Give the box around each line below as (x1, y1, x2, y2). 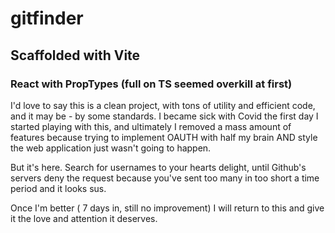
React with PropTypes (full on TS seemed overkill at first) (10, 77, 293, 91)
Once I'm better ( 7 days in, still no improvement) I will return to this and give (10, 202, 325, 214)
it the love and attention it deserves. (10, 212, 158, 224)
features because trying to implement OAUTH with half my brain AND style (10, 131, 318, 143)
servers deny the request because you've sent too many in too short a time (10, 172, 320, 184)
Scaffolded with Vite (10, 47, 141, 64)
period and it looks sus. (10, 182, 107, 194)
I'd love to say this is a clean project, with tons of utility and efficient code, (10, 99, 316, 111)
